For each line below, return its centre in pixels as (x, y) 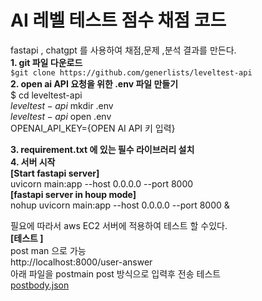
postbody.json (40, 285)
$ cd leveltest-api (46, 95)
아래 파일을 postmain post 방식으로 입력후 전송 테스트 (116, 273)
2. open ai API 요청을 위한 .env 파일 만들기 (94, 83)
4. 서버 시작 (33, 162)
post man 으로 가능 (48, 250)
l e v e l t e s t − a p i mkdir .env (62, 105)
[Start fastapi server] (55, 173)
